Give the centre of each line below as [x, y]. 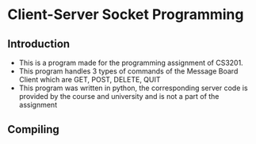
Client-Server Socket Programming [126, 15]
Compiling [34, 129]
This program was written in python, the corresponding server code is [133, 88]
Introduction [39, 44]
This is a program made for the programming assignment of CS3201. [131, 63]
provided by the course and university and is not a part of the [119, 96]
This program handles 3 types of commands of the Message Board [128, 71]
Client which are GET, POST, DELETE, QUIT [90, 80]
